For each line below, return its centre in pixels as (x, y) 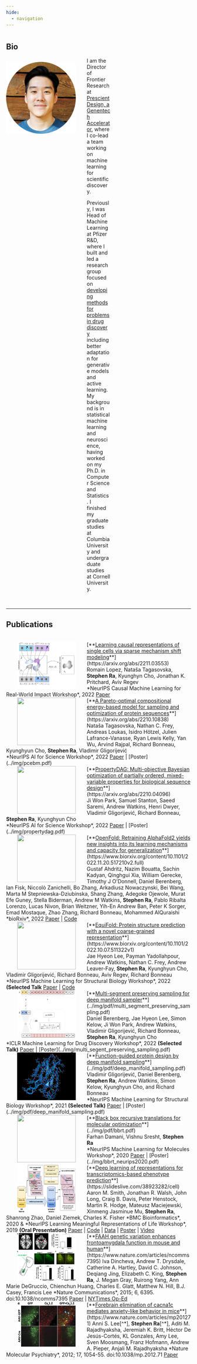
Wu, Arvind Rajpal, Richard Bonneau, (131, 744)
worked (96, 458)
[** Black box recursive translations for (134, 1118)
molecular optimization (114, 1124)
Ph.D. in (96, 471)
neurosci (97, 440)
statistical (98, 415)
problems (98, 315)
